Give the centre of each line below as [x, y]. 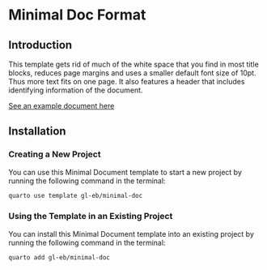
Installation [37, 131]
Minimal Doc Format [77, 15]
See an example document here [61, 106]
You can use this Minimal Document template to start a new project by [125, 172]
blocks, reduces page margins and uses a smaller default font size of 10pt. [132, 73]
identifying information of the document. [76, 90]
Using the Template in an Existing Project [91, 216]
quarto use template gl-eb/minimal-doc [76, 195]
